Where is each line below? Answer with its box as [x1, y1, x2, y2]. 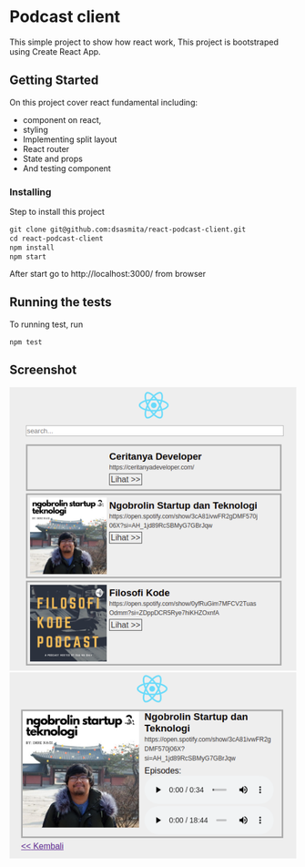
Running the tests [9, 294, 112, 311]
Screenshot [9, 362, 77, 378]
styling [22, 124, 48, 135]
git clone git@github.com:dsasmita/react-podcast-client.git [9, 225, 247, 234]
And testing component [22, 162, 111, 174]
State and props [22, 153, 84, 164]
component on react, [22, 114, 102, 125]
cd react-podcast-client [9, 234, 104, 243]
